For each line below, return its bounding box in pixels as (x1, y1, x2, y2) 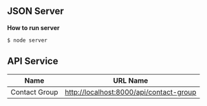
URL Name (113, 75, 149, 85)
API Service (7, 55, 58, 67)
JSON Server (7, 5, 64, 17)
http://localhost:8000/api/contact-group (65, 87, 197, 96)
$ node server (7, 37, 48, 44)
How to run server (7, 23, 60, 31)
